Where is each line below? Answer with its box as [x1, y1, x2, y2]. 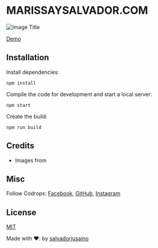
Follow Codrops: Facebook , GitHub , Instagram [6, 190, 121, 197]
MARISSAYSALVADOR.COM [6, 4, 148, 17]
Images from [14, 157, 47, 164]
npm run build [6, 124, 42, 130]
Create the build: [6, 112, 48, 120]
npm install [6, 80, 36, 86]
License [6, 207, 37, 217]
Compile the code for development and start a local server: [6, 91, 153, 98]
